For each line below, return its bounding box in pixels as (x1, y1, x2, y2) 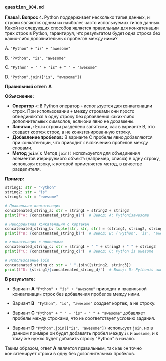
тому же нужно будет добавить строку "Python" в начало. (12, 336, 135, 342)
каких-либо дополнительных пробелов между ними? (5, 36, 118, 42)
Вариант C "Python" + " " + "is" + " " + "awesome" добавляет (12, 310, 146, 316)
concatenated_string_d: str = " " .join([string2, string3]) (5, 262, 132, 267)
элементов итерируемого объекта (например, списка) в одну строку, (12, 156, 160, 162)
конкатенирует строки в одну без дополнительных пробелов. (5, 351, 135, 357)
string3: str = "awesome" (5, 194, 58, 200)
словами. (12, 145, 33, 151)
